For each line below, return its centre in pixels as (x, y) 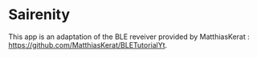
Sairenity (39, 15)
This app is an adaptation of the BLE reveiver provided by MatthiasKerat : (129, 37)
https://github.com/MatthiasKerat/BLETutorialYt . (88, 44)
